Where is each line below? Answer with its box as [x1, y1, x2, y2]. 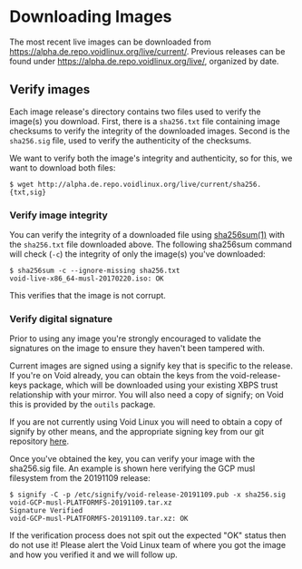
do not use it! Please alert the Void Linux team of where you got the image [9, 540, 287, 551]
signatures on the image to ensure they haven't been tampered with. [9, 343, 265, 354]
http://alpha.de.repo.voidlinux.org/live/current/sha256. [37, 180, 261, 189]
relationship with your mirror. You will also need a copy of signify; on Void [9, 389, 284, 400]
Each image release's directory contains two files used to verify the [9, 106, 261, 117]
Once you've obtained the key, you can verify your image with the [9, 454, 256, 465]
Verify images [9, 82, 91, 97]
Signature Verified [9, 506, 83, 515]
